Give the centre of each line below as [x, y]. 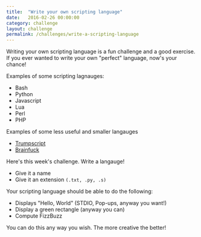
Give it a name [33, 174]
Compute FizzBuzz [39, 216]
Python [24, 94]
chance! [16, 65]
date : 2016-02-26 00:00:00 [43, 18]
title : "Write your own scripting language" [64, 12]
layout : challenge [29, 29]
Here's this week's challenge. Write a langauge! [65, 161]
